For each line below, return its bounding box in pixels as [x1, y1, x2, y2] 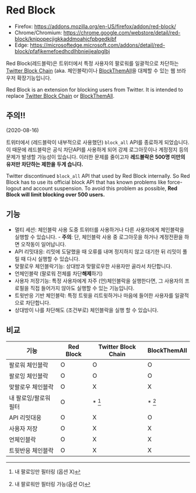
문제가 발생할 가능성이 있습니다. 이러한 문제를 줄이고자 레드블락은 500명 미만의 [6, 153, 185, 160]
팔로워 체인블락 [9, 361, 48, 369]
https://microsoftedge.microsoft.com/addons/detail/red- [30, 42, 165, 49]
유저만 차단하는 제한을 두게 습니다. [6, 160, 83, 167]
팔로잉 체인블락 [9, 372, 48, 380]
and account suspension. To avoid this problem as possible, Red [22, 185, 178, 192]
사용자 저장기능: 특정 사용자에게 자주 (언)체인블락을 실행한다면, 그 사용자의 [14, 277, 184, 284]
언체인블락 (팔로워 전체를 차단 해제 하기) [14, 270, 103, 277]
